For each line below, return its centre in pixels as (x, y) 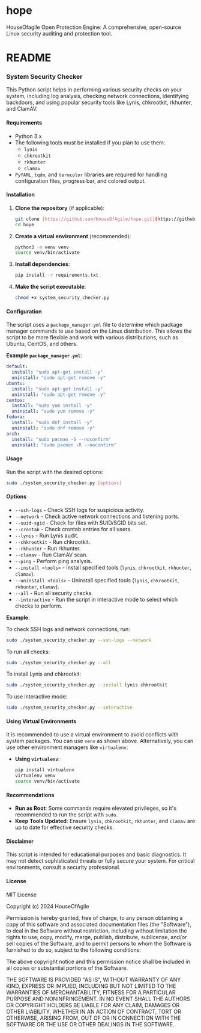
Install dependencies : (42, 264)
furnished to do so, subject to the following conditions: (73, 950)
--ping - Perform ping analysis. (53, 561)
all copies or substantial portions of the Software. (67, 968)
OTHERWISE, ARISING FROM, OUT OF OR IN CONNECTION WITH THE (94, 1018)
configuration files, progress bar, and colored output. (80, 180)
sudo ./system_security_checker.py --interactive (70, 708)
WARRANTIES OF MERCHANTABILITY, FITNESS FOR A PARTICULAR (91, 992)
